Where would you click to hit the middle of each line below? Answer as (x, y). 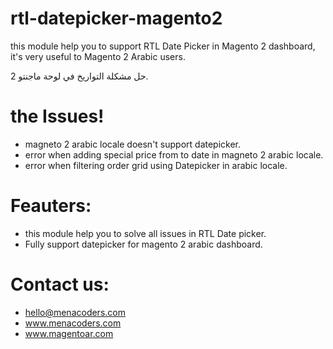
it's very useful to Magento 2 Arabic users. (98, 56)
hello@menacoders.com (75, 312)
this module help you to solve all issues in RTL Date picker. (145, 233)
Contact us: (60, 284)
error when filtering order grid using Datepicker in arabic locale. (156, 165)
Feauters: (51, 206)
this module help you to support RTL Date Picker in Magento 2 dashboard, (163, 46)
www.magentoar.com (69, 333)
